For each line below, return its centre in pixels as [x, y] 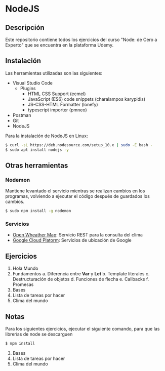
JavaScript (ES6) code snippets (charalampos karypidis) [87, 99]
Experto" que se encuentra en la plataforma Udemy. [59, 45]
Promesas [23, 284]
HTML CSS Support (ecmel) [57, 94]
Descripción [25, 28]
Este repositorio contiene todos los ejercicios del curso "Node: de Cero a [81, 39]
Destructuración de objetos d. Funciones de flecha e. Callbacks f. [81, 279]
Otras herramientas [37, 165]
